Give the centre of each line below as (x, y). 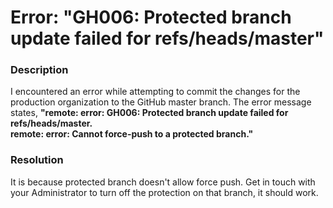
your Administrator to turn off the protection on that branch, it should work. (164, 192)
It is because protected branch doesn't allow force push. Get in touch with (163, 182)
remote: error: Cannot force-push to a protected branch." (132, 134)
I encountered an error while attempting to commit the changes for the (155, 92)
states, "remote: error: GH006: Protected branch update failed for (149, 113)
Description (39, 70)
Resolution (37, 160)
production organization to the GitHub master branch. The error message (161, 102)
